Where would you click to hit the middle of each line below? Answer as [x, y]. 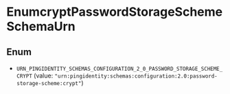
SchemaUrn [41, 26]
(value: [43, 75]
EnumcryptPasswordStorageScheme [115, 12]
